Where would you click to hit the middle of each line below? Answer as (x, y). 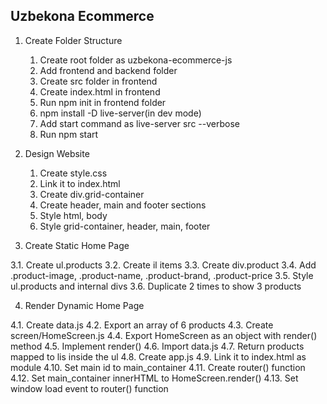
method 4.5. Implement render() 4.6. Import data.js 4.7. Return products (157, 346)
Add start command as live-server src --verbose (139, 123)
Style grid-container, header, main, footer (125, 226)
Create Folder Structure (73, 40)
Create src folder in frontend (98, 81)
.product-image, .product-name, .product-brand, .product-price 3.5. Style (162, 275)
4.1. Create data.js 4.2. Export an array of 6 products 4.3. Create (142, 325)
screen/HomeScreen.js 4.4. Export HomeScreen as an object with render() (164, 335)
